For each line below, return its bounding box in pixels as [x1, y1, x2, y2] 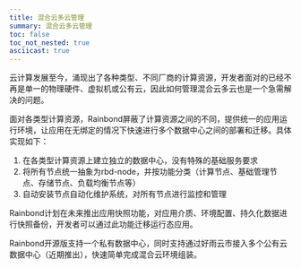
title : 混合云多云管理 [9, 13, 85, 22]
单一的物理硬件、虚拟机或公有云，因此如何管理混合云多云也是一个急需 [24, 83, 284, 94]
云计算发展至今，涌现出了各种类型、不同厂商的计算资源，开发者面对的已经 [9, 73, 284, 83]
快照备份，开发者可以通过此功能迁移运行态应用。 [16, 219, 198, 229]
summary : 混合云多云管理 [9, 22, 92, 30]
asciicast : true [9, 47, 70, 56]
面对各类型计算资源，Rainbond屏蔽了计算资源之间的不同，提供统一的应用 [9, 114, 280, 125]
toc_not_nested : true [9, 38, 90, 48]
